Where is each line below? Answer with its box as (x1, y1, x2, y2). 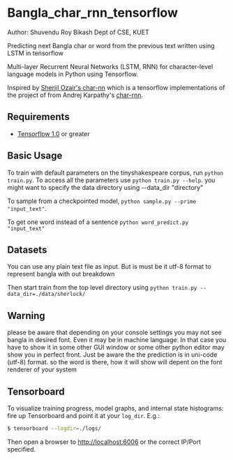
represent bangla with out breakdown (7, 270, 115, 279)
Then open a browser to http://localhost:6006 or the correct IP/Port (7, 438, 201, 446)
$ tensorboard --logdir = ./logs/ (7, 425, 101, 432)
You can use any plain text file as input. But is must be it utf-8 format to (7, 262, 211, 271)
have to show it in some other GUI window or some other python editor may (7, 343, 225, 352)
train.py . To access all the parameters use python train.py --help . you (7, 176, 216, 184)
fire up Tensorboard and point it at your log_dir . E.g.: (7, 412, 160, 420)
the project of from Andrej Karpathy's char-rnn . (7, 91, 144, 99)
